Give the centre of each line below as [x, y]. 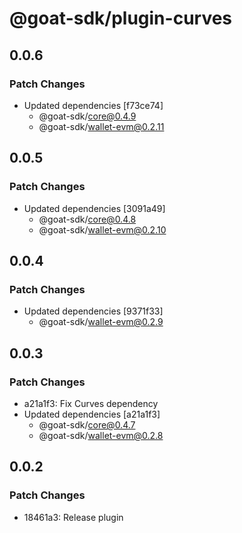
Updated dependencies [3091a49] [94, 208]
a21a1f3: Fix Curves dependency [91, 403]
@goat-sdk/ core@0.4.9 [87, 116]
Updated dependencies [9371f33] [93, 311]
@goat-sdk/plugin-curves [121, 18]
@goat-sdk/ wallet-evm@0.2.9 [101, 322]
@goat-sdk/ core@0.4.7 [87, 424]
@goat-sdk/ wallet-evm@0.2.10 [102, 229]
